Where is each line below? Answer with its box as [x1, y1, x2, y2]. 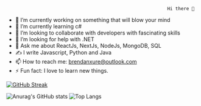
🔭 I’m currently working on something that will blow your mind [15, 16, 171, 24]
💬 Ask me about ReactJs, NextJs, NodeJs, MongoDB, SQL [15, 42, 161, 49]
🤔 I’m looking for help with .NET [15, 36, 94, 42]
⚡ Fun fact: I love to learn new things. [15, 67, 108, 74]
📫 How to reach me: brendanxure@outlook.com [15, 58, 137, 65]
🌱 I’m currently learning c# [15, 23, 82, 30]
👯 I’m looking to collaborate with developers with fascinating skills [15, 29, 181, 36]
